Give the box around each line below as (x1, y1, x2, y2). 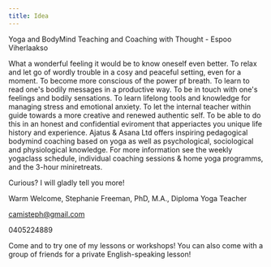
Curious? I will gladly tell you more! (8, 178, 125, 187)
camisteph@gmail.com (8, 209, 85, 219)
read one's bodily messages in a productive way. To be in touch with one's (8, 84, 258, 94)
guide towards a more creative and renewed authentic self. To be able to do (8, 110, 261, 120)
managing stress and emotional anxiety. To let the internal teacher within (8, 101, 252, 111)
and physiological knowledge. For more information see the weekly (8, 144, 233, 154)
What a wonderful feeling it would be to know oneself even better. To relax (8, 58, 257, 68)
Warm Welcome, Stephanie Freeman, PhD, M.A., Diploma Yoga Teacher (8, 193, 247, 203)
